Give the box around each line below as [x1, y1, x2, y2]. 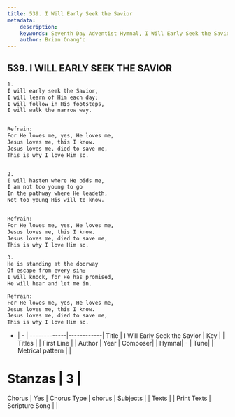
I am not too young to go [7, 184, 83, 191]
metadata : [7, 17, 36, 24]
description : [20, 23, 58, 30]
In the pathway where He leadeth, [7, 190, 108, 197]
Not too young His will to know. [7, 197, 105, 204]
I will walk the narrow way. [7, 107, 92, 114]
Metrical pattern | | [17, 346, 72, 355]
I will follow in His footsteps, [7, 100, 105, 107]
